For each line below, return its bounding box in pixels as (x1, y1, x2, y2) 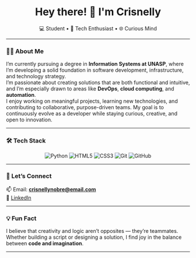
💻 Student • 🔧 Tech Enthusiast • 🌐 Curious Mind (38, 25, 157, 32)
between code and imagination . (6, 240, 84, 247)
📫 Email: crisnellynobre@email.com (6, 186, 96, 193)
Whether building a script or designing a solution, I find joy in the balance (6, 233, 182, 241)
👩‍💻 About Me (6, 47, 44, 55)
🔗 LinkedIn (6, 194, 32, 201)
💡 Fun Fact (6, 214, 37, 222)
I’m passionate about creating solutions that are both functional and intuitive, (6, 79, 190, 86)
